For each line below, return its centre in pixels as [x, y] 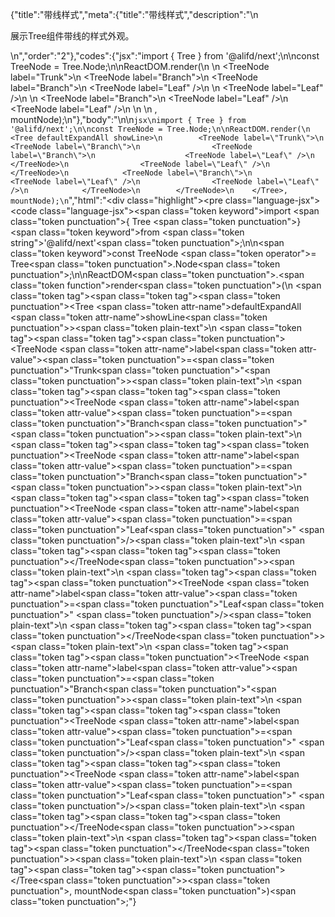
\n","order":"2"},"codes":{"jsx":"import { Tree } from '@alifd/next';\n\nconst [165, 56]
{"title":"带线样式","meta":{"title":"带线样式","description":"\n [134, 14]
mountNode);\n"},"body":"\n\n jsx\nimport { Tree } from [128, 119]
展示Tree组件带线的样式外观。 [72, 36]
